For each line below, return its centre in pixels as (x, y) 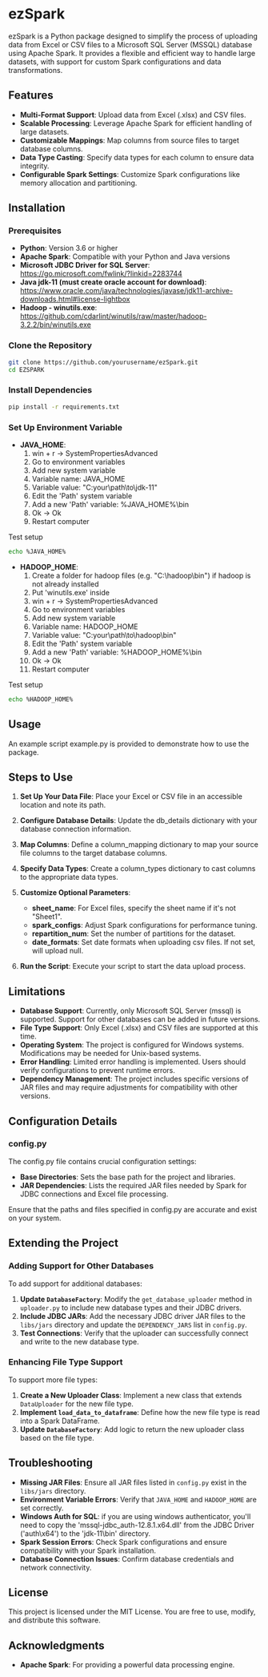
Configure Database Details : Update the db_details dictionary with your (138, 820)
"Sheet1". (47, 917)
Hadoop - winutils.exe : (58, 308)
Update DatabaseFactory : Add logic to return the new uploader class (132, 1429)
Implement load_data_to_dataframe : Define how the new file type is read (140, 1412)
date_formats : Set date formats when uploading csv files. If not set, (144, 942)
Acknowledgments (57, 1645)
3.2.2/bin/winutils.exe (56, 325)
